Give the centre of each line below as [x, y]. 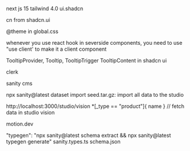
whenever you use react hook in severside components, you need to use [94, 43]
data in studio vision [30, 112]
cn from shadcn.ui [28, 20]
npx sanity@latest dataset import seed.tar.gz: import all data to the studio [95, 95]
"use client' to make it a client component [56, 49]
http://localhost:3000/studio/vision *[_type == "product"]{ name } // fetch [95, 106]
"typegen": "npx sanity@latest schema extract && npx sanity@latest [89, 135]
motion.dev [20, 124]
